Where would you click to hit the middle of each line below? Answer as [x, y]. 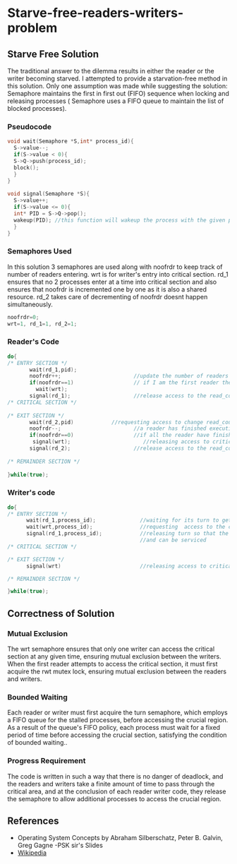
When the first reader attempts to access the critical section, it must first [113, 664]
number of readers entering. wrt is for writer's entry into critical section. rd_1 [118, 274]
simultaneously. [30, 304]
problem [32, 28]
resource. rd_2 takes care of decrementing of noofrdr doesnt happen [108, 296]
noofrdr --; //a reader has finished [118, 428]
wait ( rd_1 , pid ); [53, 370]
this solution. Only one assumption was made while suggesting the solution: [117, 86]
